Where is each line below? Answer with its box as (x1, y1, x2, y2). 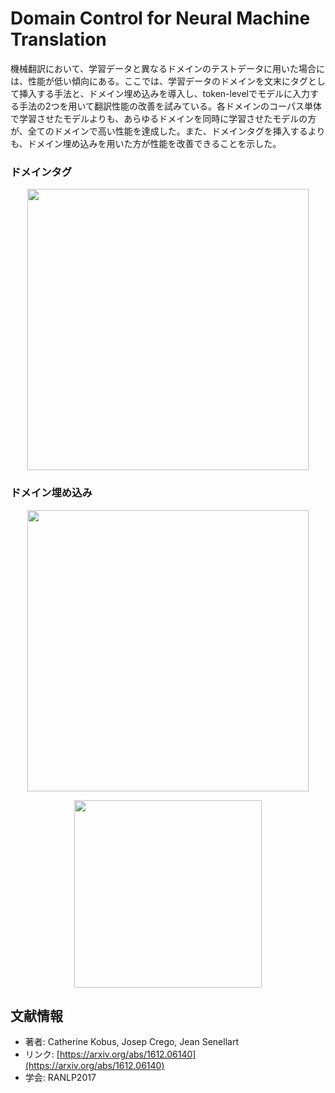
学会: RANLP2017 (24, 1072, 97, 1084)
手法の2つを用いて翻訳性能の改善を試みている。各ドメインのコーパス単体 (18, 100, 322, 112)
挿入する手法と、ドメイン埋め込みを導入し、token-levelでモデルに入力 (18, 87, 310, 99)
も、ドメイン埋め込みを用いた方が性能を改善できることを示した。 (10, 137, 282, 149)
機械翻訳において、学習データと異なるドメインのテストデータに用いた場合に (10, 62, 325, 74)
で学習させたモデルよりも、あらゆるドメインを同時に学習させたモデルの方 (10, 112, 317, 124)
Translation (10, 28, 107, 51)
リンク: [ (24, 1048, 60, 1061)
